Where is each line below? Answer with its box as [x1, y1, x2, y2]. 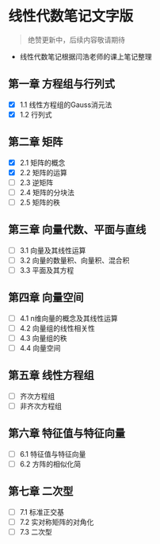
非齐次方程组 [19, 401, 62, 411]
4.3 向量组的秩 [19, 333, 67, 343]
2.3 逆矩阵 [19, 178, 54, 187]
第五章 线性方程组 [8, 369, 94, 382]
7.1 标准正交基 [19, 507, 65, 516]
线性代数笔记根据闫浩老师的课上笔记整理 [19, 52, 152, 61]
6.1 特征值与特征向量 [19, 449, 86, 458]
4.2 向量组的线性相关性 [19, 323, 95, 333]
